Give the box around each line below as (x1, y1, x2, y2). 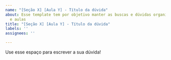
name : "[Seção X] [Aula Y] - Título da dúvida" (5, 7, 108, 13)
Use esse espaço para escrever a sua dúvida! (5, 49, 101, 55)
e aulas (10, 17, 26, 22)
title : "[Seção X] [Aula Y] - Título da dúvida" (5, 21, 110, 27)
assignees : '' (5, 31, 36, 36)
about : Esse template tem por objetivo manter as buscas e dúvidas (5, 12, 152, 17)
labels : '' (5, 26, 28, 31)
